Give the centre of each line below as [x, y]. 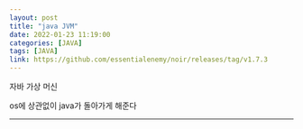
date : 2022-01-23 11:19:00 [60, 34]
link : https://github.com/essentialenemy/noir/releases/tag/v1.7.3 [139, 60]
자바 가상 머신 [34, 86]
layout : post [34, 18]
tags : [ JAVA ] [34, 51]
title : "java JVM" [44, 26]
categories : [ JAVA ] [46, 43]
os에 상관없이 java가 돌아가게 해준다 [73, 106]
